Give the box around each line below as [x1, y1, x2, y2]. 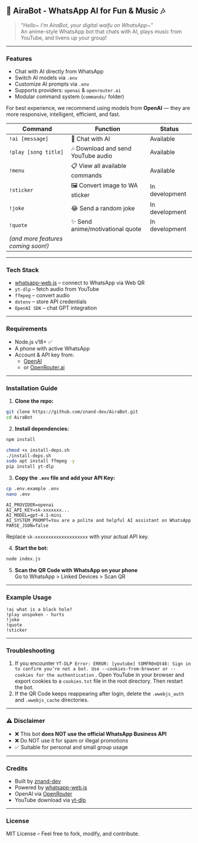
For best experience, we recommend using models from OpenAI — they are [6, 105, 190, 112]
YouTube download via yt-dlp [14, 796, 87, 803]
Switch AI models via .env [14, 74, 78, 82]
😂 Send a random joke [71, 205, 135, 213]
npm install [6, 436, 35, 442]
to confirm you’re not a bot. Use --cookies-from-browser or [14, 666, 169, 672]
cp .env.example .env [6, 486, 60, 492]
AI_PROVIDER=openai [6, 502, 54, 508]
